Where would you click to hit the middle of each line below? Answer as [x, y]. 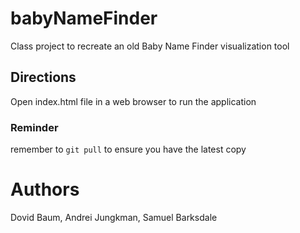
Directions [43, 77]
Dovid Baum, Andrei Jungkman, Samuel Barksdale [114, 217]
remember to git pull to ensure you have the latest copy [128, 149]
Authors [45, 189]
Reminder [34, 127]
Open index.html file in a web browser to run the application [133, 101]
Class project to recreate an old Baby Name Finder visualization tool [150, 46]
